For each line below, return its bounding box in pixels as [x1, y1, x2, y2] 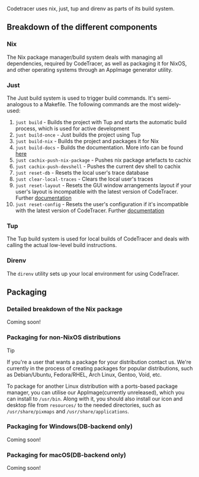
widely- [162, 100, 181, 108]
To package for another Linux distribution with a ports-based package [7, 383, 178, 390]
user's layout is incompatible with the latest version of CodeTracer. [15, 188, 178, 195]
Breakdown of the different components [7, 22, 158, 32]
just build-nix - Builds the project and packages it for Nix [15, 137, 159, 144]
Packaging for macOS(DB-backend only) [7, 451, 126, 459]
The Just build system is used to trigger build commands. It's [7, 94, 156, 102]
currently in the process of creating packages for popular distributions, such [7, 365, 193, 372]
